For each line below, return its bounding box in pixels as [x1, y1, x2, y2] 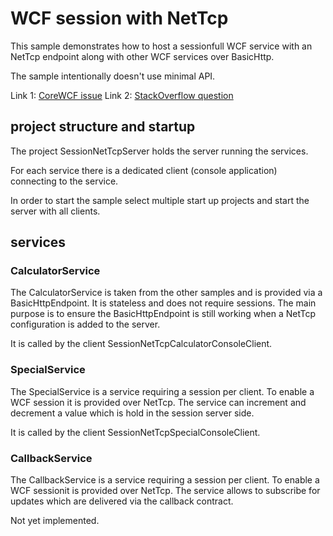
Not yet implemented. [10, 515, 100, 527]
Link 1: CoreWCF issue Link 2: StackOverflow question [10, 89, 234, 101]
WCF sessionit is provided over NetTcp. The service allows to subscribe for [10, 485, 321, 497]
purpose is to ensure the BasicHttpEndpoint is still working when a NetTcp [10, 308, 317, 320]
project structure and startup [10, 118, 196, 136]
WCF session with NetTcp [10, 7, 229, 30]
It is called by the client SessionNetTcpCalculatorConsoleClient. [10, 338, 273, 350]
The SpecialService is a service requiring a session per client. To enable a [10, 385, 315, 397]
